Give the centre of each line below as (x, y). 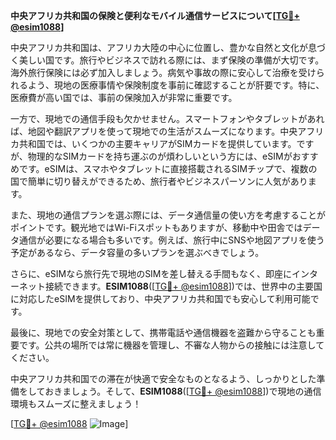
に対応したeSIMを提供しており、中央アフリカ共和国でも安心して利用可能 (160, 298)
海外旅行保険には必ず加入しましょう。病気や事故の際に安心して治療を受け (163, 72)
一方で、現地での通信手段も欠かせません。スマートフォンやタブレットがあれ (167, 118)
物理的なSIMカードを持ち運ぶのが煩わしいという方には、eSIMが (160, 156)
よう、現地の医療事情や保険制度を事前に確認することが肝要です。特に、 (176, 85)
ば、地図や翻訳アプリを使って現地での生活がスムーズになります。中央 (154, 131)
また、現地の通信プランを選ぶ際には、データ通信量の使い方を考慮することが (168, 215)
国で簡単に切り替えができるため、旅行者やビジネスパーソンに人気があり (159, 181)
